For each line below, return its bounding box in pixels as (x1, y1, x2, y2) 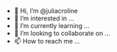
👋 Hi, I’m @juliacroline (13, 7, 78, 15)
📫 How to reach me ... (13, 37, 80, 45)
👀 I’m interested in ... (13, 14, 74, 22)
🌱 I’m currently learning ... (13, 22, 90, 30)
